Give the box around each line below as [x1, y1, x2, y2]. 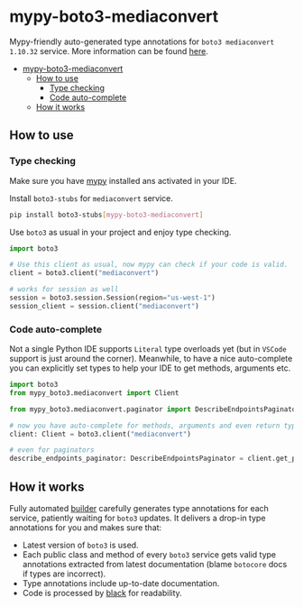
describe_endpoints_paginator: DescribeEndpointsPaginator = [9, 454, 244, 464]
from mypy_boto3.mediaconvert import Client [9, 388, 179, 398]
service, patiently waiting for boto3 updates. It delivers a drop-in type [9, 512, 266, 523]
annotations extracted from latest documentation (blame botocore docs [22, 558, 288, 569]
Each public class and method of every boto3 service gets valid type [22, 548, 277, 560]
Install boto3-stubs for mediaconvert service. [9, 192, 174, 204]
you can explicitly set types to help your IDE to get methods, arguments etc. [9, 363, 291, 373]
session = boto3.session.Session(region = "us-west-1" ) [9, 293, 216, 302]
